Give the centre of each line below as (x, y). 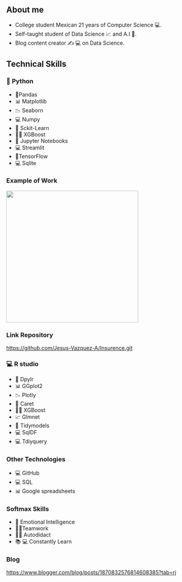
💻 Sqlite (26, 163)
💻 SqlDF (26, 433)
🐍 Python (20, 81)
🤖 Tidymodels (32, 426)
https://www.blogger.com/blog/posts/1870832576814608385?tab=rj (91, 572)
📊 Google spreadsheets (45, 491)
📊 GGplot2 (29, 386)
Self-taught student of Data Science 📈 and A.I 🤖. (76, 34)
